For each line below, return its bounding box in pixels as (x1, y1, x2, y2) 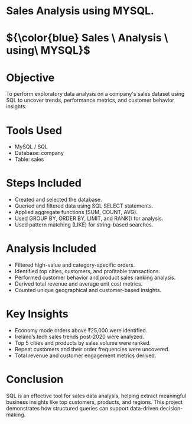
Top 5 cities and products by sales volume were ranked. (14, 339, 151, 347)
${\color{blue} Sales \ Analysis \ (6, 31, 168, 45)
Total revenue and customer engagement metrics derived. (14, 352, 157, 359)
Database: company (14, 150, 64, 157)
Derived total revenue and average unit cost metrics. (14, 280, 143, 287)
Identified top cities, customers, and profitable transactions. (14, 268, 161, 275)
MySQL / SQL (14, 143, 48, 150)
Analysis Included (6, 242, 96, 255)
